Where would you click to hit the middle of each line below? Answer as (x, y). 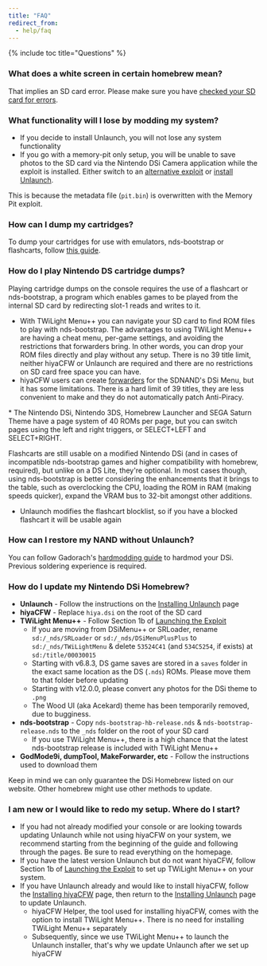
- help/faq (33, 30)
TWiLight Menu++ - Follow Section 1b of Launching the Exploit (123, 621)
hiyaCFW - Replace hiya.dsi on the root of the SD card (111, 613)
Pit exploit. (25, 203)
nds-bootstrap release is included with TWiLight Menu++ (125, 748)
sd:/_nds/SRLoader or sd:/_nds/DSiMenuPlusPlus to (114, 638)
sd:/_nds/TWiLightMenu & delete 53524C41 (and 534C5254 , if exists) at (142, 646)
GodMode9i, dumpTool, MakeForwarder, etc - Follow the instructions (134, 756)
